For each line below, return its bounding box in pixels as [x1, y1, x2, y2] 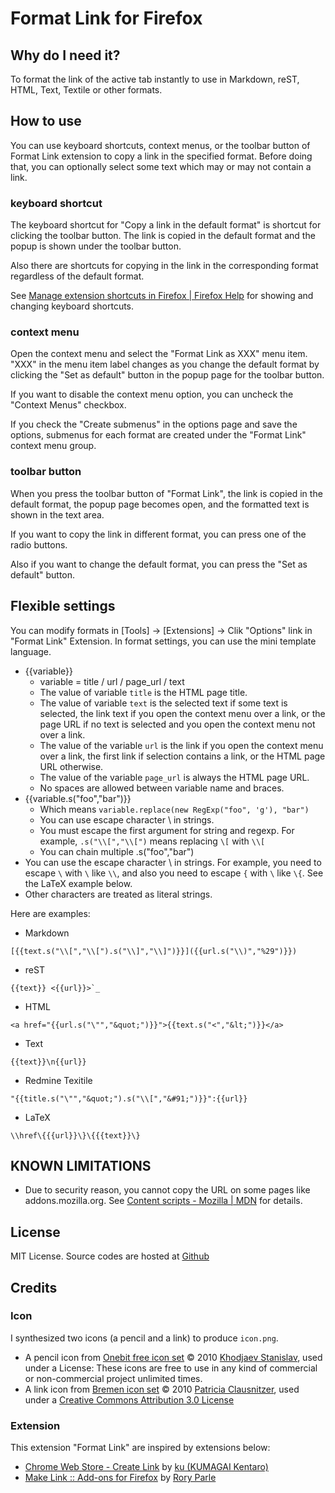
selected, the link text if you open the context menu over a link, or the [39, 707, 326, 719]
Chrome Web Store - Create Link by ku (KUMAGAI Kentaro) [24, 1461, 269, 1473]
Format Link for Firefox [10, 7, 203, 30]
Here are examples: [10, 907, 91, 919]
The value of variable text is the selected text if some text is [39, 697, 288, 709]
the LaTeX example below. [24, 877, 133, 889]
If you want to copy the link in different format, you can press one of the [10, 528, 307, 540]
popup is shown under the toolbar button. [10, 240, 182, 252]
